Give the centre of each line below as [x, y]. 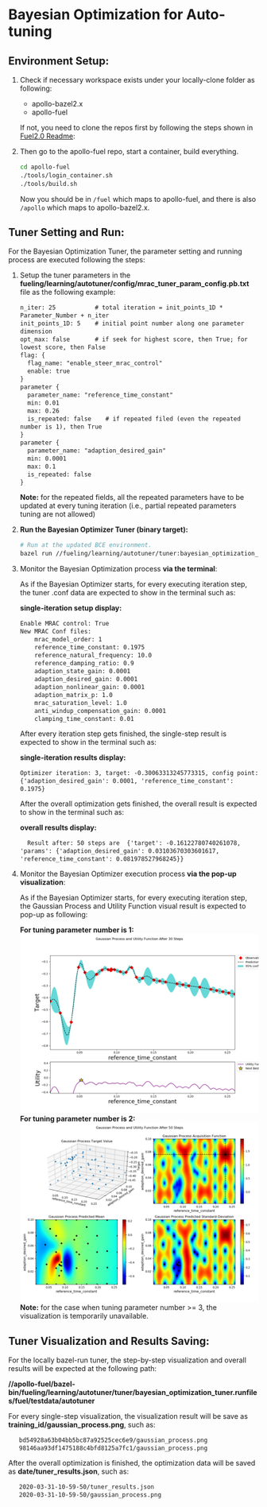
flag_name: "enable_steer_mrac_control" [95, 363]
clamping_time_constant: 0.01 [84, 719]
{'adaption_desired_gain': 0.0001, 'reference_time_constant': [127, 781]
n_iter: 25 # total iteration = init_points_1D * [121, 308]
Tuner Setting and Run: [66, 232]
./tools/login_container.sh [66, 175]
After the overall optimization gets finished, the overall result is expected [138, 804]
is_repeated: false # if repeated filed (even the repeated [134, 419]
